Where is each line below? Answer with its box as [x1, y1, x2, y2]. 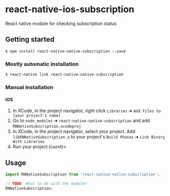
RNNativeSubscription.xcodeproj [12, 124, 81, 129]
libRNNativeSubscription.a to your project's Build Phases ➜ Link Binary [12, 134, 165, 140]
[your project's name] [12, 113, 61, 118]
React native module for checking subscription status [5, 20, 117, 26]
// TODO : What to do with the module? [5, 181, 87, 186]
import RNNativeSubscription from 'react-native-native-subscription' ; [5, 172, 160, 177]
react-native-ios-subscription [5, 4, 134, 15]
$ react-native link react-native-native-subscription [5, 72, 124, 77]
